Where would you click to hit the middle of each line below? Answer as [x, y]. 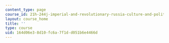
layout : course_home [27, 19]
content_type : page [26, 10]
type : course [19, 28]
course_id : [17, 14]
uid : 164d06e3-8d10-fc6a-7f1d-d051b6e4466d [52, 33]
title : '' [16, 23]
